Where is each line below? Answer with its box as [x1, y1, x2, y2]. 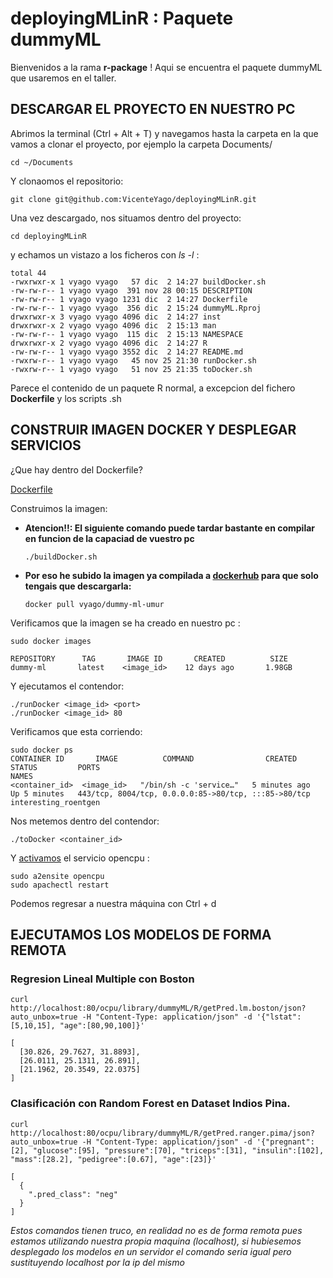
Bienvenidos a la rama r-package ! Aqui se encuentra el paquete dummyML [10, 61, 323, 73]
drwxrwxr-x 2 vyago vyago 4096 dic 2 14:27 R [10, 338, 208, 348]
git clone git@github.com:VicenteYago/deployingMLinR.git [10, 194, 257, 204]
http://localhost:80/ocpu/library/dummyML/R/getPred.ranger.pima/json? [10, 1128, 315, 1138]
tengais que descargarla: [24, 580, 132, 592]
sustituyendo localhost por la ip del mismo [10, 1256, 185, 1268]
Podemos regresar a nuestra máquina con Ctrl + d [10, 897, 217, 909]
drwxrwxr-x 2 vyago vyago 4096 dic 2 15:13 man [10, 320, 217, 331]
